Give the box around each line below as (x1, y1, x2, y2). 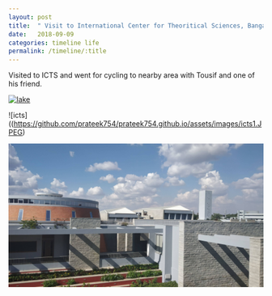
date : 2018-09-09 (8, 30, 74, 38)
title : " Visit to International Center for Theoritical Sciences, (8, 21, 244, 30)
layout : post (8, 13, 53, 21)
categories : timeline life (8, 39, 100, 47)
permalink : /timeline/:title (8, 47, 107, 56)
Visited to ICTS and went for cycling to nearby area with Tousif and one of (8, 70, 255, 80)
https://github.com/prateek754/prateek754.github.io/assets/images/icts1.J (13, 119, 262, 129)
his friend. (8, 79, 43, 89)
